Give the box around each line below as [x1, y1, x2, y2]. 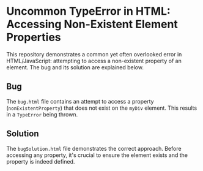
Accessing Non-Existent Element [6, 17, 179, 31]
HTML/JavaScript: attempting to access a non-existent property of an [6, 57, 182, 64]
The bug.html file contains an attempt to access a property [6, 97, 154, 105]
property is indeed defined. [6, 158, 75, 165]
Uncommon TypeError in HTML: [6, 4, 171, 18]
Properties [6, 31, 61, 44]
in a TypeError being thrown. [6, 110, 78, 118]
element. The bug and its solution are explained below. [6, 63, 144, 71]
